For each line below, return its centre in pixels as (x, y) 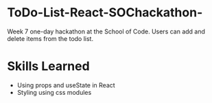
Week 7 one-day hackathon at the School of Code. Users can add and (106, 31)
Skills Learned (49, 67)
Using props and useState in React (66, 85)
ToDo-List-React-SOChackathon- (105, 13)
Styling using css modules (54, 92)
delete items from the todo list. (50, 38)
